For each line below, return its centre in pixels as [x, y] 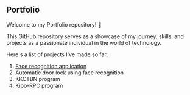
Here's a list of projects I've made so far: [57, 54]
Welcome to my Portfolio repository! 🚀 [54, 24]
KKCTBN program [38, 79]
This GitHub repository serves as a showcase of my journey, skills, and [95, 36]
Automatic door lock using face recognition [69, 73]
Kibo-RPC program [39, 85]
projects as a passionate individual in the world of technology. [84, 42]
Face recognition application [51, 66]
